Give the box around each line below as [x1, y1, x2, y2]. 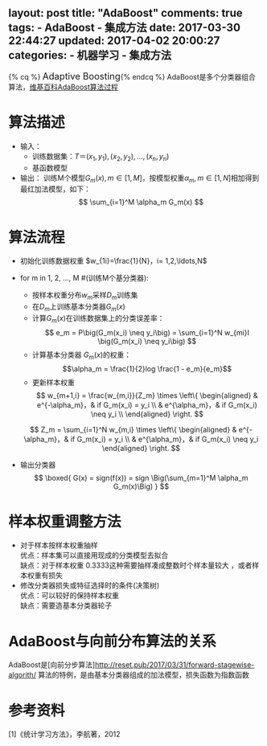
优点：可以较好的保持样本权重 [19, 591, 119, 600]
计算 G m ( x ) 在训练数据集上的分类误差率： [31, 313, 165, 325]
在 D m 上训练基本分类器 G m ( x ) [31, 301, 126, 313]
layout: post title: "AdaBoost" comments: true [8, 6, 243, 20]
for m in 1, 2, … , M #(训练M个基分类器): [19, 273, 149, 283]
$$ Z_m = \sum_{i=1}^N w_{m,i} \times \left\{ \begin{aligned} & [29, 425, 237, 435]
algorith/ [8, 670, 36, 680]
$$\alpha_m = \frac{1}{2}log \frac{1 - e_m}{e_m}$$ [62, 364, 232, 374]
